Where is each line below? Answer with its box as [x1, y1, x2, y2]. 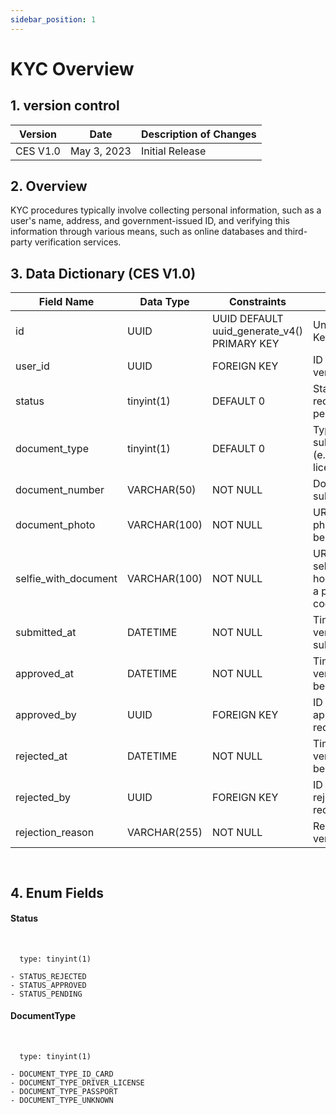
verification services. [34, 236, 122, 248]
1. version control [10, 97, 120, 115]
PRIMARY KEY [211, 337, 280, 351]
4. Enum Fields [10, 884, 105, 901]
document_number [15, 483, 105, 497]
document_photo [15, 518, 96, 532]
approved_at [15, 667, 74, 681]
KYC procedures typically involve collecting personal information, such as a [10, 204, 322, 216]
